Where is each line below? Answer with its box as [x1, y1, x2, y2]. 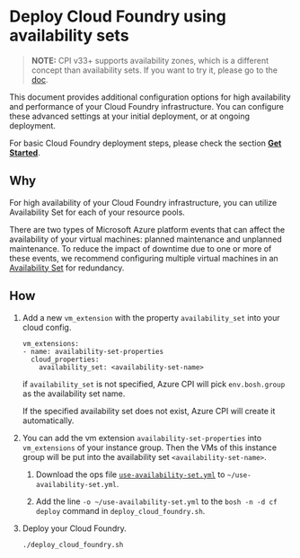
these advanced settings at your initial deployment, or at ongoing [9, 111, 250, 121]
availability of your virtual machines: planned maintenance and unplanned [9, 234, 282, 244]
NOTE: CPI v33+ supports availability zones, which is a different [31, 55, 269, 66]
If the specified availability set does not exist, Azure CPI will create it [22, 405, 276, 416]
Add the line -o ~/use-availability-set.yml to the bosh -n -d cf [35, 496, 278, 507]
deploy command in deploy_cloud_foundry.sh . [35, 505, 206, 516]
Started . [9, 146, 40, 158]
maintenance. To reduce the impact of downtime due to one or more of [9, 243, 272, 253]
